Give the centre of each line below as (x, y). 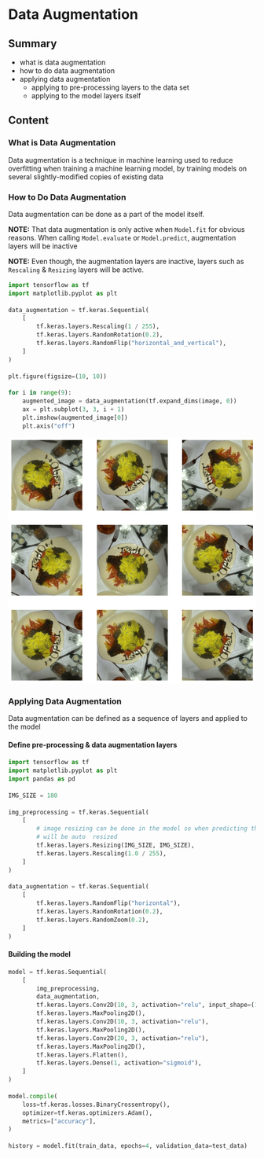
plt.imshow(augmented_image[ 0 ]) (75, 417)
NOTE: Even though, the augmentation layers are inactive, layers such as (126, 261)
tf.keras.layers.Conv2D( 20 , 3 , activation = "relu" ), (123, 1038)
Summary (33, 44)
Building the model (39, 954)
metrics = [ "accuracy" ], (59, 1121)
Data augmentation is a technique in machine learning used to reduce (121, 160)
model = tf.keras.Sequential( (58, 972)
